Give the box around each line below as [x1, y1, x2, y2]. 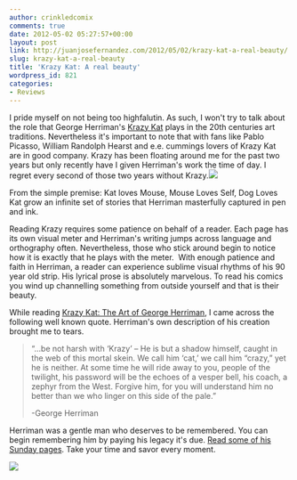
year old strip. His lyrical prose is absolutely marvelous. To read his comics [9, 271, 284, 281]
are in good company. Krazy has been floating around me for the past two [9, 150, 280, 160]
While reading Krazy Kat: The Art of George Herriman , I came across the [9, 306, 275, 317]
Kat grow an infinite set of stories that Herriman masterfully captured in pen [9, 197, 286, 207]
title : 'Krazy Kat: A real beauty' [9, 63, 141, 72]
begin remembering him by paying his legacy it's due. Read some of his [9, 434, 271, 445]
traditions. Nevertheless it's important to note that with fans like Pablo [9, 131, 265, 142]
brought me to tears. [9, 326, 84, 337]
